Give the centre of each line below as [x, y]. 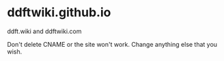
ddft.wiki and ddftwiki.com [44, 31]
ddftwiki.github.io [59, 13]
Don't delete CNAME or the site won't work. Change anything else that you [112, 44]
